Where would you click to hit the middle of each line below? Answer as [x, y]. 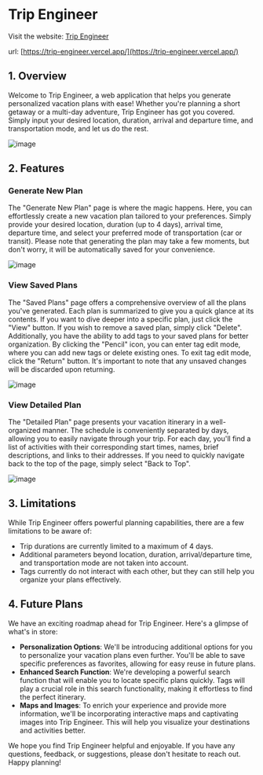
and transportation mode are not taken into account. [104, 563]
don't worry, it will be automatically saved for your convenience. [112, 250]
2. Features [37, 169]
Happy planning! [35, 762]
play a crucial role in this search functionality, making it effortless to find [136, 689]
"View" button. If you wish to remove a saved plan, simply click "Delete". [125, 327]
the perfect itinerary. [53, 696]
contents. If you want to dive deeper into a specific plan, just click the [121, 319]
